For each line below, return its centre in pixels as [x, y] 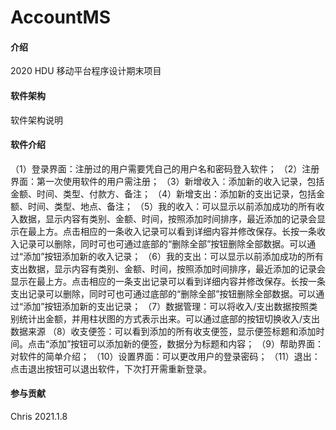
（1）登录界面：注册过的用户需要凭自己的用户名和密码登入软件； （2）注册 [165, 168]
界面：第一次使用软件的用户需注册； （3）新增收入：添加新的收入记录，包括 [167, 181]
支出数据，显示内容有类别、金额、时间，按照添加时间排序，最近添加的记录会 [168, 268]
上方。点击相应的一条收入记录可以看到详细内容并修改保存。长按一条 [176, 231]
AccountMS [60, 17]
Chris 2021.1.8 [39, 416]
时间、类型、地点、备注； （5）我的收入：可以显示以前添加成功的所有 [172, 206]
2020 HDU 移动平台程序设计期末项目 [86, 71]
